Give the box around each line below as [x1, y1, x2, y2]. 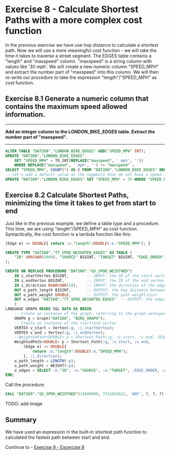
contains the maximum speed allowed [5, 103, 127, 111]
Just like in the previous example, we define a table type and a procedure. [5, 220, 159, 226]
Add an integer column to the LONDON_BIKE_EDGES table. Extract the [5, 128, 155, 135]
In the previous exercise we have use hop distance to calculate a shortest [5, 42, 158, 48]
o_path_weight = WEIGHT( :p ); [14, 363, 76, 368]
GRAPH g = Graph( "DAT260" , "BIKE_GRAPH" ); [14, 316, 105, 321]
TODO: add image [5, 401, 43, 407]
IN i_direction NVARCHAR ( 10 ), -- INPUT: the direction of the [14, 283, 155, 288]
